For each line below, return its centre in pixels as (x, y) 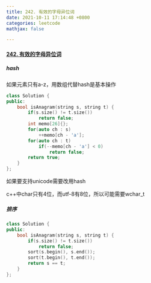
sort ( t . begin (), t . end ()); (62, 258)
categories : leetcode (33, 23)
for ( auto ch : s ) (49, 130)
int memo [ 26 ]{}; (48, 124)
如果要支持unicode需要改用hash (46, 181)
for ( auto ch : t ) (49, 141)
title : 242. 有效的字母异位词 (41, 12)
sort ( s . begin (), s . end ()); (62, 252)
